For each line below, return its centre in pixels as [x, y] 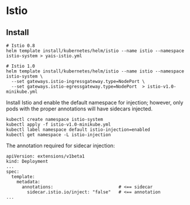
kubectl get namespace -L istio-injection [58, 135]
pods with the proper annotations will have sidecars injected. [80, 109]
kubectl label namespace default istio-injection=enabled [78, 130]
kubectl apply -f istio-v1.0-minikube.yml [58, 124]
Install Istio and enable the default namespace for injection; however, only [95, 102]
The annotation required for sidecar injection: [61, 145]
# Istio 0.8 [20, 46]
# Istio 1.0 [20, 66]
